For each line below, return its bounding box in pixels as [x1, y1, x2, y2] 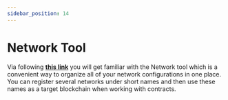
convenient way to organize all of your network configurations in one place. [7, 70, 222, 78]
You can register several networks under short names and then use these [7, 77, 216, 86]
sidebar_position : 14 [7, 10, 70, 17]
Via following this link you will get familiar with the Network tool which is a [7, 63, 218, 71]
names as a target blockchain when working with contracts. [7, 84, 177, 93]
